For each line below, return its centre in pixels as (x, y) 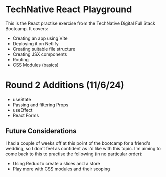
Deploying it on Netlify (35, 43)
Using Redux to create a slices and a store (56, 163)
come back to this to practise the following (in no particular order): (74, 154)
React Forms (26, 115)
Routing (21, 59)
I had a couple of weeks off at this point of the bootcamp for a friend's (78, 143)
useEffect (22, 110)
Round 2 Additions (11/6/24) (65, 85)
